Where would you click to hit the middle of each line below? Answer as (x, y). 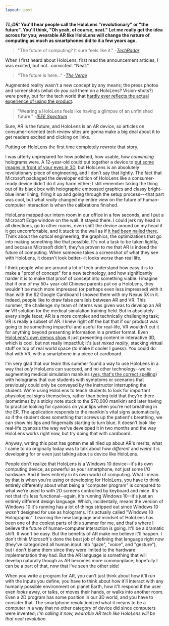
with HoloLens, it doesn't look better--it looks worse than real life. (73, 258)
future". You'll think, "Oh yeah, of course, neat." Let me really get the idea (84, 30)
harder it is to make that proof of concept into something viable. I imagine (81, 278)
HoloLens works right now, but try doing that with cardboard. (69, 433)
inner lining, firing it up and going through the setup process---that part (90, 194)
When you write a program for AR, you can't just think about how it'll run (80, 575)
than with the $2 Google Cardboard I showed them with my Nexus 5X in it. (82, 295)
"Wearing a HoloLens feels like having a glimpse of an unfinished (85, 111)
